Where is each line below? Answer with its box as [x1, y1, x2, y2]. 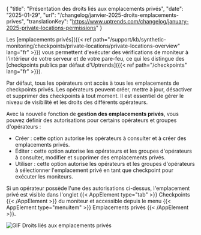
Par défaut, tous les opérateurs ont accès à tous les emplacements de [6, 79, 179, 87]
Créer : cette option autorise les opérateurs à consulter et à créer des [14, 135, 187, 142]
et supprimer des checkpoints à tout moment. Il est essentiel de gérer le [6, 93, 184, 99]
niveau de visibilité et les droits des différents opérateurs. [6, 99, 148, 106]
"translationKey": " [26, 18, 73, 25]
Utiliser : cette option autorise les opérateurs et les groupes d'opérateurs [14, 160, 195, 167]
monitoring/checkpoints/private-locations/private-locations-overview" [6, 42, 181, 49]
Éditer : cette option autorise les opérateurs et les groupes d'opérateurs [14, 147, 192, 154]
